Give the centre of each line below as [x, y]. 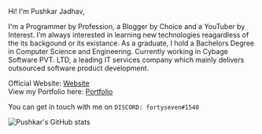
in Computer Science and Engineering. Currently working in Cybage [118, 51]
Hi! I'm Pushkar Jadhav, [46, 11]
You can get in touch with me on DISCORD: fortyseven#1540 [103, 107]
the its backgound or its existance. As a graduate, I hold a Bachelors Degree [131, 43]
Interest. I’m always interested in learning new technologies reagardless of [129, 35]
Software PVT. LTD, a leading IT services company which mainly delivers [126, 60]
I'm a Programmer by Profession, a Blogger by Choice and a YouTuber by [127, 26]
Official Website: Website [49, 83]
